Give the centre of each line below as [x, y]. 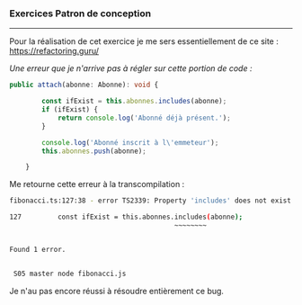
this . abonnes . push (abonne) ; [94, 151]
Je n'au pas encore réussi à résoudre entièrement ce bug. [117, 291]
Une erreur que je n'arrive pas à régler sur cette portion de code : [131, 68]
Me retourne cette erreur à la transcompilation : [97, 184]
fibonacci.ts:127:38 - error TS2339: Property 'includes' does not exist [151, 201]
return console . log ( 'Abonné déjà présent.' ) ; [144, 118]
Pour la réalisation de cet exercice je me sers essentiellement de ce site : [144, 41]
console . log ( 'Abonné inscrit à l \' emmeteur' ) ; [130, 142]
